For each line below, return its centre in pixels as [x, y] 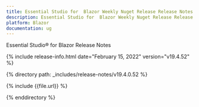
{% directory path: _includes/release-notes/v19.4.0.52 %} [77, 74]
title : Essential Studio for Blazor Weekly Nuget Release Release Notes [100, 12]
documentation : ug [29, 28]
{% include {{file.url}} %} [37, 86]
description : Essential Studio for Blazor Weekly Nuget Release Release [100, 17]
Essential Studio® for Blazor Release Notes [59, 45]
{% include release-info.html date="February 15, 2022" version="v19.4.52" [98, 56]
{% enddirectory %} [31, 97]
